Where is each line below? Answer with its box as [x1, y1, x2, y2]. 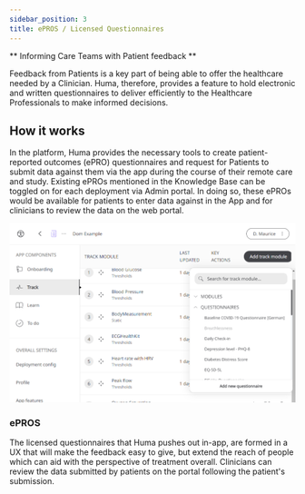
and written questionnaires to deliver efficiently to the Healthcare [9, 87, 252, 98]
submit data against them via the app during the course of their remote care [9, 166, 293, 177]
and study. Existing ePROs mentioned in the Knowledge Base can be [9, 176, 266, 187]
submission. [9, 476, 54, 487]
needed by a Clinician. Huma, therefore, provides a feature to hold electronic [9, 77, 296, 88]
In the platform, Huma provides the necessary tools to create [9, 147, 237, 158]
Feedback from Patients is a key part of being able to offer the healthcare [9, 68, 284, 79]
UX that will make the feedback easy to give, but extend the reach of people [9, 447, 294, 458]
